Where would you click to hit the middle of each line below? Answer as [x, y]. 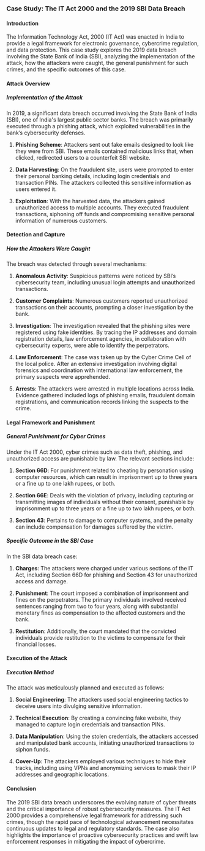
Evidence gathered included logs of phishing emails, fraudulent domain [105, 395]
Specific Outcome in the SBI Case [50, 541]
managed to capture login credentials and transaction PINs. [90, 725]
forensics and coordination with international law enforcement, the [99, 370]
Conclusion [21, 788]
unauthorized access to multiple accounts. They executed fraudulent [102, 208]
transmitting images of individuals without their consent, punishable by [104, 502]
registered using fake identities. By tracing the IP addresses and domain [106, 332]
